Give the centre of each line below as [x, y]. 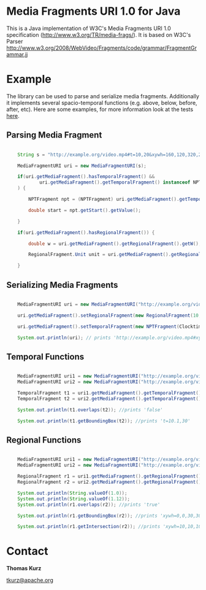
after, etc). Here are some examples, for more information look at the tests [100, 109]
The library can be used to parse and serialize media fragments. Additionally [103, 96]
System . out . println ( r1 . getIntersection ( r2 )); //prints [89, 527]
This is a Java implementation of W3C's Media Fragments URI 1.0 [89, 28]
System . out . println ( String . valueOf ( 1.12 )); [74, 499]
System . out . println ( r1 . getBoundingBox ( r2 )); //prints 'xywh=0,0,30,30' [111, 516]
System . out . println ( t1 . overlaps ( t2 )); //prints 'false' [90, 410]
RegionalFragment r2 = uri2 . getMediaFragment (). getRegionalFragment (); [111, 482]
